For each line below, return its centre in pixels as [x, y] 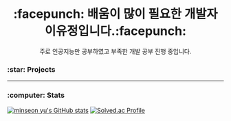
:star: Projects [31, 69]
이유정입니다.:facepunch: [115, 31]
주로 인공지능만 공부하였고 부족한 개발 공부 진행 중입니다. [115, 51]
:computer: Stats [36, 95]
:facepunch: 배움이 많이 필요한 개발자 [115, 14]
